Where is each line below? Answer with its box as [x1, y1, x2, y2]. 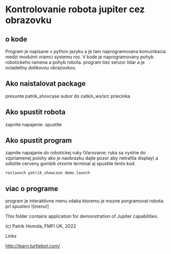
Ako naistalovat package [5, 79, 86, 88]
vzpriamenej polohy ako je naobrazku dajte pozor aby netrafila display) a [5, 155, 158, 161]
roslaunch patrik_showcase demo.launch [5, 170, 90, 176]
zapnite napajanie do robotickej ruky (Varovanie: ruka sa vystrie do [5, 150, 146, 156]
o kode [5, 35, 28, 43]
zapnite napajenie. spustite [5, 121, 62, 127]
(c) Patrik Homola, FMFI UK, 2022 [5, 223, 77, 229]
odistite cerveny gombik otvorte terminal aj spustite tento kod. [5, 160, 136, 167]
